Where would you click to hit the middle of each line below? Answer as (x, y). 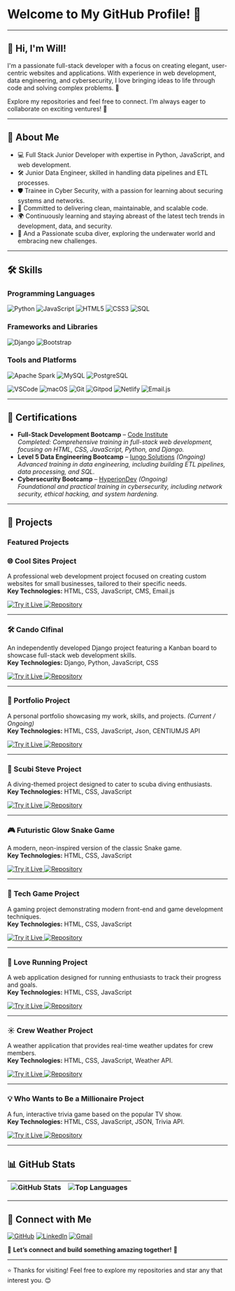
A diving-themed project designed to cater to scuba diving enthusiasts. (110, 784)
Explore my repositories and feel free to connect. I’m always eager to (107, 101)
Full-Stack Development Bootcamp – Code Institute (93, 434)
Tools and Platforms (42, 360)
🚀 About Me (33, 137)
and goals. (22, 985)
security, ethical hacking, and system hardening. (88, 494)
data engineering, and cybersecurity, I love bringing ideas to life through (111, 80)
